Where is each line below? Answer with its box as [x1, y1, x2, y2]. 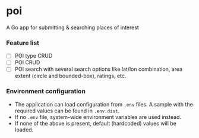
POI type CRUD [14, 52, 53, 59]
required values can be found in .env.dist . [14, 107, 120, 114]
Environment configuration [6, 87, 86, 96]
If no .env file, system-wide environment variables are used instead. [14, 113, 182, 120]
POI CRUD [14, 59, 40, 66]
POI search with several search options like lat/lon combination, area [14, 65, 183, 73]
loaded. [14, 126, 34, 133]
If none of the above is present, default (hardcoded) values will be [14, 120, 176, 127]
